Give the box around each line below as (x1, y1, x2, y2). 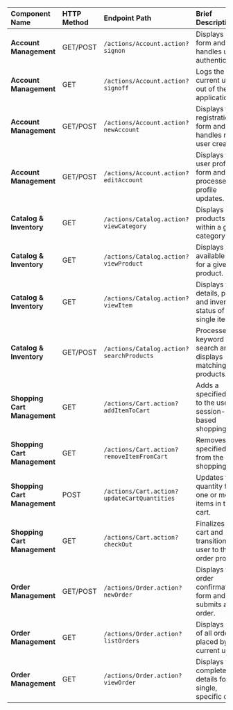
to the (196, 398, 215, 408)
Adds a (196, 380, 219, 390)
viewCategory (103, 223, 147, 230)
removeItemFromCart (103, 453, 169, 460)
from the (196, 453, 224, 462)
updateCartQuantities (103, 494, 175, 502)
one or (196, 490, 217, 499)
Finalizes (196, 519, 225, 528)
